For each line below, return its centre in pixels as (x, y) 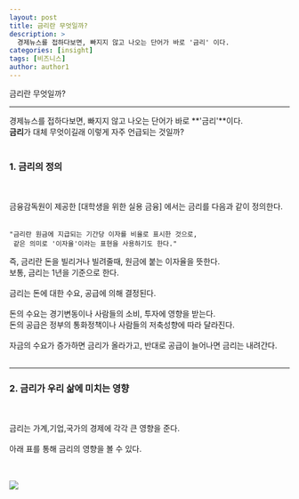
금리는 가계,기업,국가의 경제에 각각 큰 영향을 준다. (95, 429)
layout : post (33, 17)
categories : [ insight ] (51, 51)
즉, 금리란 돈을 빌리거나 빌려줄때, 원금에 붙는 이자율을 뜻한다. (115, 262)
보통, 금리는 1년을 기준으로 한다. (64, 273)
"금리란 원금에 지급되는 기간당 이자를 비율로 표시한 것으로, (103, 235)
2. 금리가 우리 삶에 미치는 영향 (69, 389)
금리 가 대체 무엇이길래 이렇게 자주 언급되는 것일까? (97, 132)
